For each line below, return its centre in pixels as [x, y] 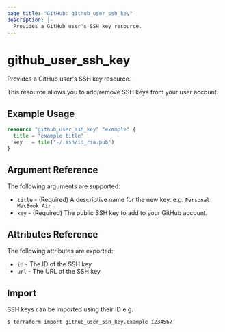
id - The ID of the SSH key [54, 264]
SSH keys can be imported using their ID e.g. [70, 309]
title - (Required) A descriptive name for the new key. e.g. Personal [113, 200]
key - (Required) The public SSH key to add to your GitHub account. [112, 213]
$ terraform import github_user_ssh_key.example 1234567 [90, 322]
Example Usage [41, 114]
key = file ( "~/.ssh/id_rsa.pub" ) [64, 142]
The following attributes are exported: [60, 251]
